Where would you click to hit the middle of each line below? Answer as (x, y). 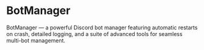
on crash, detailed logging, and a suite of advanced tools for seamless (94, 34)
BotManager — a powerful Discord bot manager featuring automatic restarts (102, 27)
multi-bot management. (36, 40)
